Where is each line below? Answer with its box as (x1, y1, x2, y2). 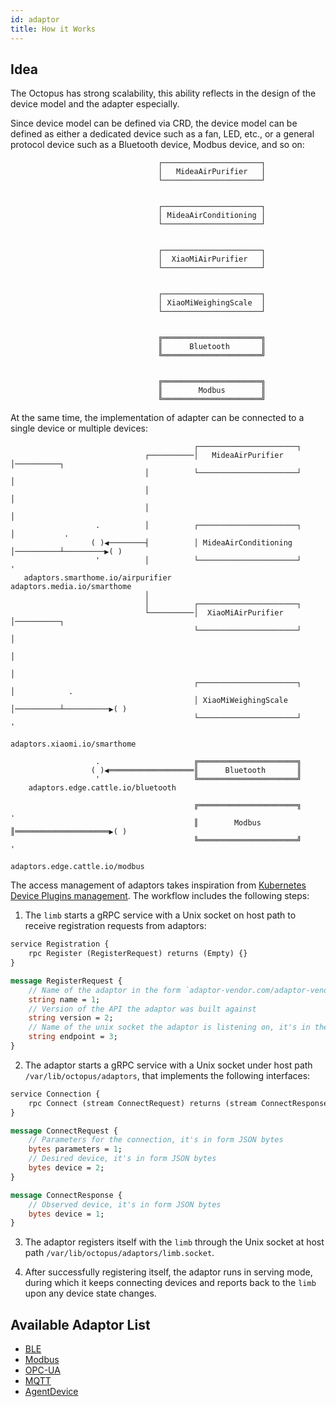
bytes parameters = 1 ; (28, 1144, 123, 1155)
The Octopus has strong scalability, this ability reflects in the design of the (10, 87, 317, 100)
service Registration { (10, 939, 110, 950)
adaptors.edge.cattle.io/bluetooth (28, 783, 177, 793)
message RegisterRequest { (10, 976, 123, 986)
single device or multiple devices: (10, 422, 149, 435)
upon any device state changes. (24, 1287, 157, 1300)
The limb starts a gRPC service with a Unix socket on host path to (24, 909, 297, 921)
